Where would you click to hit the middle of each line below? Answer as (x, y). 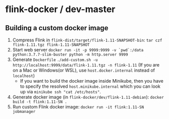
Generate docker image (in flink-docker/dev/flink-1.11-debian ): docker (88, 97)
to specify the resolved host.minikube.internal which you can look (90, 86)
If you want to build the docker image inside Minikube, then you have (92, 81)
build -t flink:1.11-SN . (40, 102)
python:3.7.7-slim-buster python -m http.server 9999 (70, 54)
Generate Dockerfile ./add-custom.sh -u (55, 59)
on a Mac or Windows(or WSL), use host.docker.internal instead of (84, 70)
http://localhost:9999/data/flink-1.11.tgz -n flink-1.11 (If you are (86, 65)
